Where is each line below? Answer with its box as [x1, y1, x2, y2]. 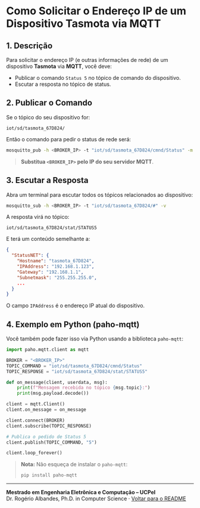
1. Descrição [6, 41, 53, 51]
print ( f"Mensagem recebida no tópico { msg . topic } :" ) [17, 385, 151, 391]
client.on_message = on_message [6, 407, 86, 413]
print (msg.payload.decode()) [17, 391, 89, 397]
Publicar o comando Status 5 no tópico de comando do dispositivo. [14, 75, 181, 81]
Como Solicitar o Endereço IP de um [6, 4, 186, 18]
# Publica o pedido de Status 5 [6, 433, 86, 439]
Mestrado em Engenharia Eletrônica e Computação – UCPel [6, 489, 156, 496]
